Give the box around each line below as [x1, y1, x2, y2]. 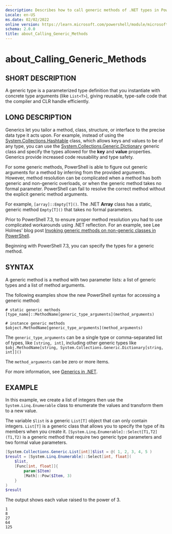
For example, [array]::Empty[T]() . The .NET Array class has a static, [5, 201, 152, 207]
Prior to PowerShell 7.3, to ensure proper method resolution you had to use [5, 216, 163, 222]
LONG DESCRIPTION [5, 113, 72, 122]
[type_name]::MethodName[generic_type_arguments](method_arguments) [5, 312, 155, 317]
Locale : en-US [5, 12, 36, 17]
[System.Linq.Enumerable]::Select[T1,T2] [68, 429, 158, 435]
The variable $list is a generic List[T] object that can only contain [5, 418, 147, 424]
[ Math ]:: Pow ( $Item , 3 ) [24, 473, 72, 478]
